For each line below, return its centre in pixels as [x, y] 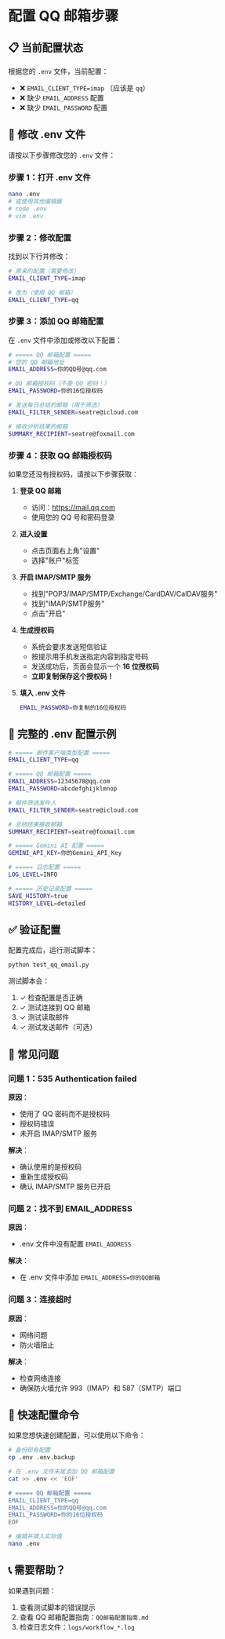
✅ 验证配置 [34, 930]
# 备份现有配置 [29, 1450]
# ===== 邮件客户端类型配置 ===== [59, 753]
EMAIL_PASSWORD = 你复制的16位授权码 [73, 707]
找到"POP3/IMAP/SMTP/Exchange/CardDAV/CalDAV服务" [124, 593]
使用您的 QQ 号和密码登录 [73, 517]
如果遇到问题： [32, 1590]
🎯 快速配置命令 [44, 1415]
